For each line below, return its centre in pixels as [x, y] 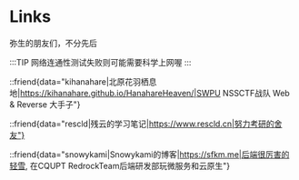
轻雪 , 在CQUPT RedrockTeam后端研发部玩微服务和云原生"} [120, 165]
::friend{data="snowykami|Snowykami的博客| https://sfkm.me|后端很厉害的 [149, 154]
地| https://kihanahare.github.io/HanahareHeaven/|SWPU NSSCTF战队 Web [150, 93]
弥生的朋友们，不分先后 [53, 43]
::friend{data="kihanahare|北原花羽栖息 [83, 81]
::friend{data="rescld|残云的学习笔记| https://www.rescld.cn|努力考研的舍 [146, 124]
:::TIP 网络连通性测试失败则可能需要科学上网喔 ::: [100, 62]
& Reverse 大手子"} [45, 104]
